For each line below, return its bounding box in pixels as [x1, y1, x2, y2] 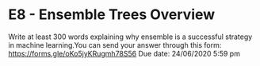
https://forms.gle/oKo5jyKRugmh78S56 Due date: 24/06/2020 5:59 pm [8, 49, 240, 58]
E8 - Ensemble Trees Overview [8, 6, 216, 24]
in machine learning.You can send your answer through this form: [8, 40, 222, 49]
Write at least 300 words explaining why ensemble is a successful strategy [8, 32, 253, 41]
